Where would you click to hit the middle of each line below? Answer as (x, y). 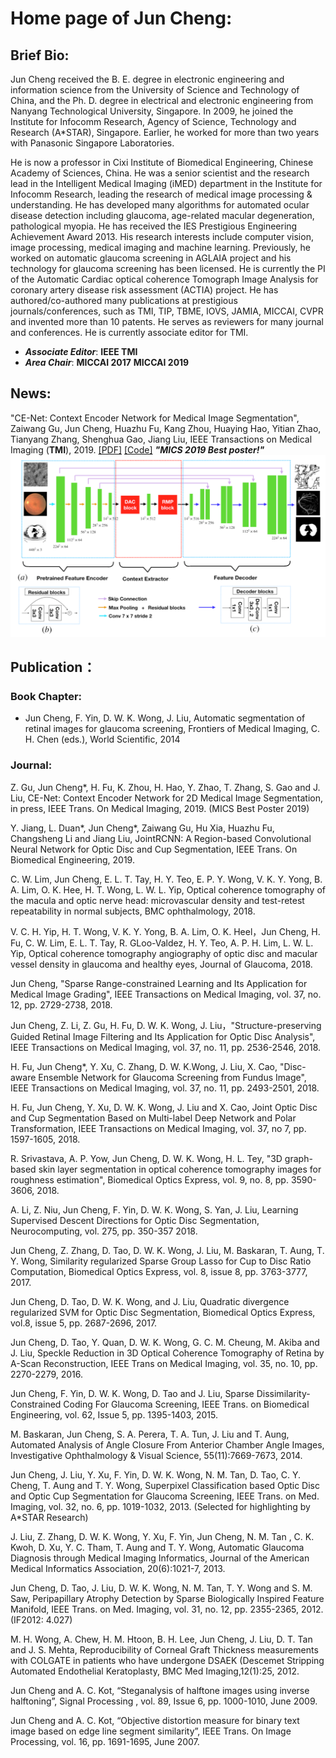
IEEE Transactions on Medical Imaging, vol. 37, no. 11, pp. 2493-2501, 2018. (165, 1088)
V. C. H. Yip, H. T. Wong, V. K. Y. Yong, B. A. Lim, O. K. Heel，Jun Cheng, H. (165, 931)
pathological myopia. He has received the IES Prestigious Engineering (154, 226)
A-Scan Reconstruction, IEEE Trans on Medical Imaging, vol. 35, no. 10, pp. (164, 1363)
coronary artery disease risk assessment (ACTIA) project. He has (144, 290)
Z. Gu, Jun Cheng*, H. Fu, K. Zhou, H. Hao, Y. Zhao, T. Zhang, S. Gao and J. (165, 787)
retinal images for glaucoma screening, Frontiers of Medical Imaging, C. (172, 729)
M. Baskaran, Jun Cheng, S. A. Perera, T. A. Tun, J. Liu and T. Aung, (150, 1434)
